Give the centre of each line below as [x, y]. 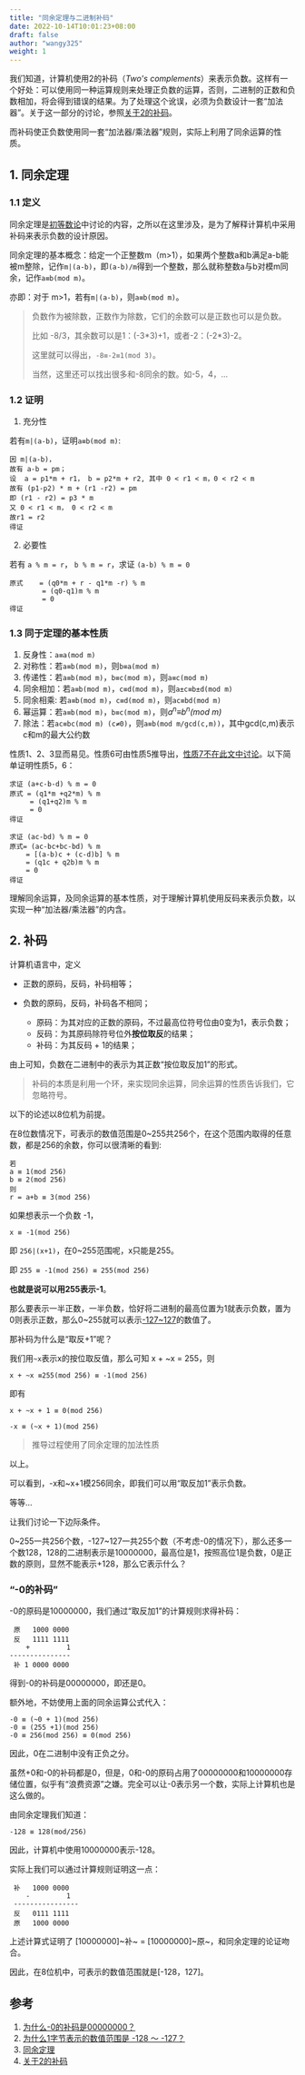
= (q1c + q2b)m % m [63, 863]
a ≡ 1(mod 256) [38, 1171]
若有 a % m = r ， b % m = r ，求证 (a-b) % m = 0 [100, 565]
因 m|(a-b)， [33, 459]
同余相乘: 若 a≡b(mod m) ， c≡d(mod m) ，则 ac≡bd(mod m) [122, 700]
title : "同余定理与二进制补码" [62, 18]
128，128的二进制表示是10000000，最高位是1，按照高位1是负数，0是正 [158, 1552]
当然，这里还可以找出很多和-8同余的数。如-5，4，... [130, 374]
